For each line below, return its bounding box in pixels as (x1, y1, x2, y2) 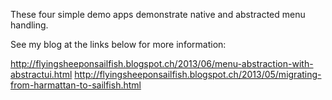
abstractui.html (10, 69, 73, 80)
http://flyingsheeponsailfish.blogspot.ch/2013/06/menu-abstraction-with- (10, 58, 314, 69)
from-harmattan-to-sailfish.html (10, 79, 142, 91)
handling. (10, 19, 49, 31)
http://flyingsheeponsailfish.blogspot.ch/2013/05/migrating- (74, 69, 322, 80)
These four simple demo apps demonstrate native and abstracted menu (10, 9, 306, 20)
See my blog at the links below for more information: (10, 39, 227, 50)
